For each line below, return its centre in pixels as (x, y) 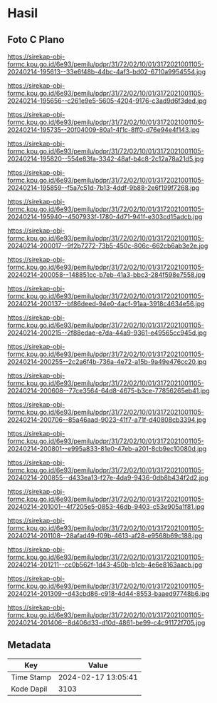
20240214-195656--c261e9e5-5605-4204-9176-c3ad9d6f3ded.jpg (107, 101)
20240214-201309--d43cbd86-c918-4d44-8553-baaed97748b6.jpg (108, 593)
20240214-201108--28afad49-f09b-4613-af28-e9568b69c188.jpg (105, 536)
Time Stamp (31, 677)
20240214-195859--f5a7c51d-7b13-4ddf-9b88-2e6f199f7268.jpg (104, 188)
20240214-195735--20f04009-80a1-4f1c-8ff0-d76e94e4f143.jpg (104, 130)
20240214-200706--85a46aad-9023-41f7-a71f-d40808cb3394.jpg (107, 420)
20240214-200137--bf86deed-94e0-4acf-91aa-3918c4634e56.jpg (106, 304)
